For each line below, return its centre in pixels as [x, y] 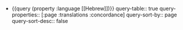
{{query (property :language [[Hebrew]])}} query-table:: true [85, 9]
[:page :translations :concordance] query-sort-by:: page [109, 15]
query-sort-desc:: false [40, 21]
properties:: [26, 15]
